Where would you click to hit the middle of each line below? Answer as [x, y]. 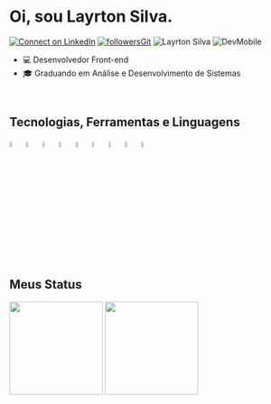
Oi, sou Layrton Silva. [91, 17]
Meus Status [46, 285]
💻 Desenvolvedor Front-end [75, 60]
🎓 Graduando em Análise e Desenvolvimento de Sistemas [131, 73]
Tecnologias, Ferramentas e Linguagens [125, 122]
